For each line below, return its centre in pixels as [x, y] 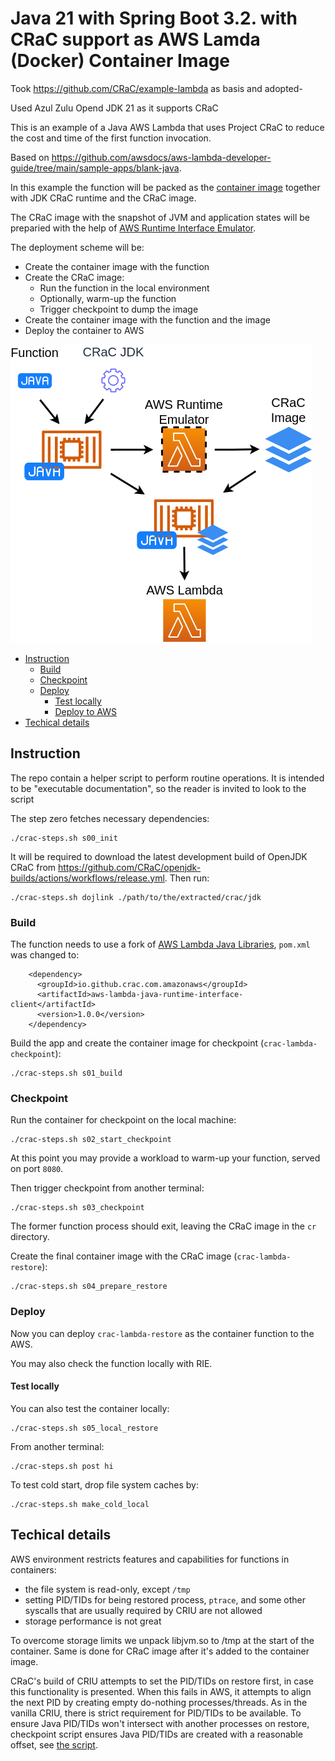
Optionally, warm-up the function [108, 298]
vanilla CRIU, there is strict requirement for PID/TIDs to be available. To [156, 1713]
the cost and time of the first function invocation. [111, 138]
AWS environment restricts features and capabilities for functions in [150, 1559]
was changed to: [45, 955]
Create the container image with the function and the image [147, 319]
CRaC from [33, 867]
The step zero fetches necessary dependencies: [110, 818]
